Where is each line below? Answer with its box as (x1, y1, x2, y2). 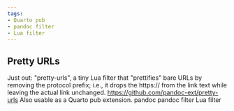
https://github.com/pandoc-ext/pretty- (107, 88, 219, 97)
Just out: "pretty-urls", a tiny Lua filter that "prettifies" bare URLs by (7, 74, 203, 82)
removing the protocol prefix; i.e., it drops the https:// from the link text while (7, 81, 227, 89)
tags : (7, 10, 23, 17)
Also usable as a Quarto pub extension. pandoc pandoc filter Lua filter (20, 96, 221, 104)
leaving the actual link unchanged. (7, 88, 106, 97)
